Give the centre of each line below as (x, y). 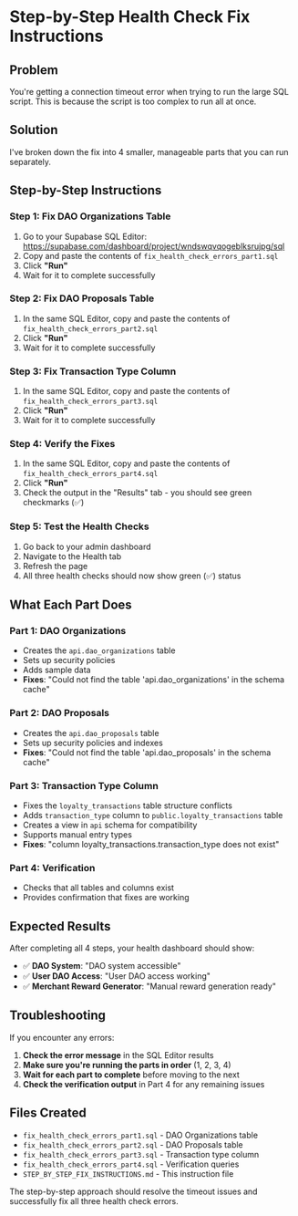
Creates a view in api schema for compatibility (110, 825)
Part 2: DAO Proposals (60, 713)
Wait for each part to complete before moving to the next (131, 1075)
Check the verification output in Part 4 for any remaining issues (144, 1084)
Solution (34, 130)
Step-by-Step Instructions (86, 190)
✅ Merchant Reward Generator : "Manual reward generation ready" (149, 986)
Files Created (48, 1113)
